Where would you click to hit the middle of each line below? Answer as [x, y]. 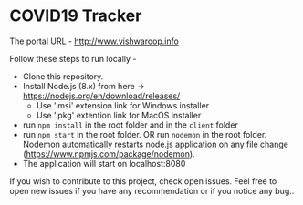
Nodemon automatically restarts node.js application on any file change [156, 144]
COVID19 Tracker [76, 16]
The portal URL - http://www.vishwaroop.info [94, 41]
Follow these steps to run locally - [73, 58]
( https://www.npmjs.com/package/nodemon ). [109, 154]
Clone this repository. [63, 76]
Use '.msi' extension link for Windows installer [123, 105]
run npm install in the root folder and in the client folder [131, 125]
